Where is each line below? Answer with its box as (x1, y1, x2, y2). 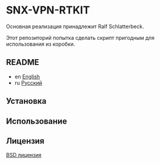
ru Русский (14, 79, 42, 86)
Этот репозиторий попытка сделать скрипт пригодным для (6, 34, 155, 41)
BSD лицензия (6, 152, 42, 159)
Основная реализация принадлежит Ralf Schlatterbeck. (6, 23, 144, 30)
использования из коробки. (6, 40, 76, 47)
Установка (6, 96, 47, 106)
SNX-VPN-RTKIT (6, 4, 90, 17)
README (6, 57, 39, 67)
